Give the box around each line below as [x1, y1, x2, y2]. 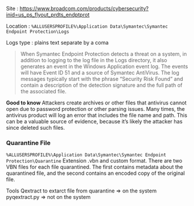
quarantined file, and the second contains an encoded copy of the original [6, 170, 185, 177]
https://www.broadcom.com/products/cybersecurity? [19, 5, 149, 12]
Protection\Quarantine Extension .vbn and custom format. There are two [6, 157, 183, 164]
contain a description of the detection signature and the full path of [20, 82, 183, 89]
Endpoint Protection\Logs [6, 29, 69, 35]
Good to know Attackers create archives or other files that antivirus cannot [6, 99, 187, 106]
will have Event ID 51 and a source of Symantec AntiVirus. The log [20, 69, 180, 76]
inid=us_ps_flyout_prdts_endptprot [6, 11, 90, 18]
